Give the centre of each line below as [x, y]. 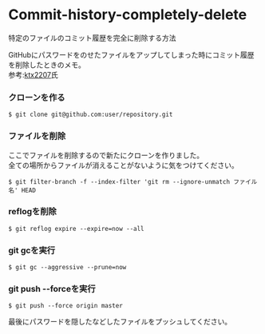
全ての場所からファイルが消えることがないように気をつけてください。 [123, 165]
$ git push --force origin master [66, 306]
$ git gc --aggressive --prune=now [67, 268]
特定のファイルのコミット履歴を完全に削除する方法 [92, 38]
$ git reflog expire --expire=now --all [77, 229]
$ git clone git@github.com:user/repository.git [91, 115]
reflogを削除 [33, 212]
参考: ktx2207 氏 [33, 74]
